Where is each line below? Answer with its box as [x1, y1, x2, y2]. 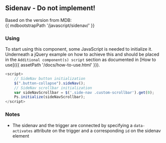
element [12, 133, 29, 139]
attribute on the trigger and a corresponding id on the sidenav [34, 128, 161, 134]
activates [12, 129, 33, 134]
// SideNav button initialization [14, 76, 85, 81]
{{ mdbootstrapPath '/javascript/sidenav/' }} [5, 22, 95, 28]
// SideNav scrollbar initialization [14, 85, 92, 90]
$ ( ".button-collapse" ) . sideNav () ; [14, 80, 85, 86]
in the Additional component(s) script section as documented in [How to [5, 57, 157, 63]
